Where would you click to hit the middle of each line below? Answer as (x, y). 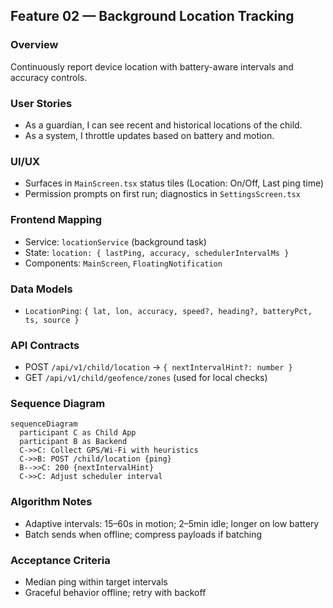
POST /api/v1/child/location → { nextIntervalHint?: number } (158, 367)
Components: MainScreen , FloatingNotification (123, 263)
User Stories (41, 103)
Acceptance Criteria (60, 560)
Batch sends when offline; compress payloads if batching (143, 534)
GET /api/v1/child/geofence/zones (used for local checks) (146, 378)
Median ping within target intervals (96, 582)
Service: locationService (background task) (115, 241)
